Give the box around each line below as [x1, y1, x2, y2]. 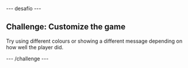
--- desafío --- [6, 5, 42, 12]
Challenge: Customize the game [6, 22, 126, 32]
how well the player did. [6, 43, 64, 50]
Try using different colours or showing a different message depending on [6, 38, 183, 45]
